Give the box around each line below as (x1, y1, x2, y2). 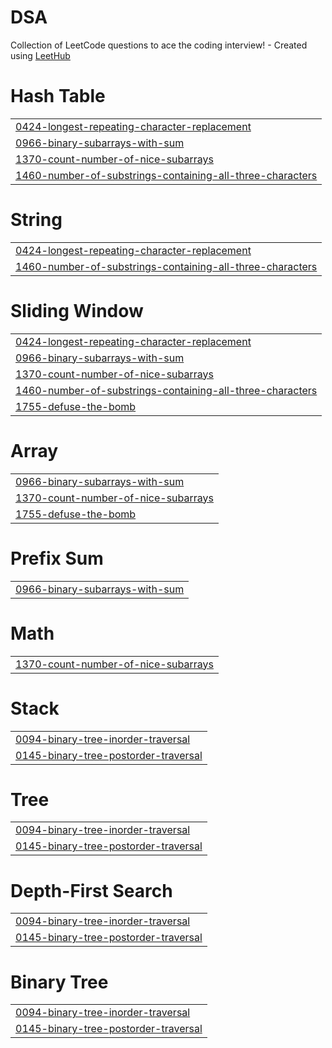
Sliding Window (10, 300, 144, 322)
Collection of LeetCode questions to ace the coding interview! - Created (10, 39, 308, 51)
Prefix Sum (10, 547, 104, 570)
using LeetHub (10, 49, 71, 61)
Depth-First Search (10, 879, 173, 902)
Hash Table (10, 85, 106, 108)
